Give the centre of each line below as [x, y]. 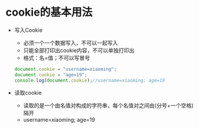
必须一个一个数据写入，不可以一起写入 [70, 43]
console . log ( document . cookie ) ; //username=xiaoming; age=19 [90, 80]
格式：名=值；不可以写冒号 [57, 58]
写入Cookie [28, 30]
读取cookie [28, 92]
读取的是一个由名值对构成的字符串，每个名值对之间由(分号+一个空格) [108, 105]
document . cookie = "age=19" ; [51, 75]
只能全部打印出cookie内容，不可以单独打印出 [79, 50]
